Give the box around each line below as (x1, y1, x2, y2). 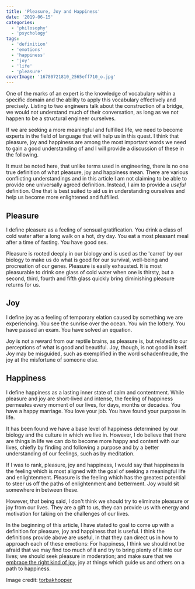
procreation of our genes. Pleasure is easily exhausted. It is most (6, 262, 162, 270)
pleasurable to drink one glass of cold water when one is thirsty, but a (6, 268, 174, 275)
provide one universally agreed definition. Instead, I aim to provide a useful (6, 181, 186, 188)
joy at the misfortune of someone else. (6, 356, 99, 363)
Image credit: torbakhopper (6, 576, 72, 583)
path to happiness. (6, 565, 51, 572)
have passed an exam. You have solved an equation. (6, 326, 133, 333)
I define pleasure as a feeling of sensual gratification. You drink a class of (6, 226, 183, 233)
